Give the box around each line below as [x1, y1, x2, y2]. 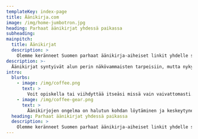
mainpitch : [6, 36, 33, 42]
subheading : [6, 31, 35, 37]
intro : [6, 69, 22, 75]
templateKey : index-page [6, 8, 67, 15]
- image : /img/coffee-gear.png [16, 96, 94, 102]
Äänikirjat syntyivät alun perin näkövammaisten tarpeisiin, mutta [11, 63, 181, 70]
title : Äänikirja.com [6, 14, 60, 20]
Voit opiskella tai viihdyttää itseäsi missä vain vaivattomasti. [27, 91, 194, 97]
